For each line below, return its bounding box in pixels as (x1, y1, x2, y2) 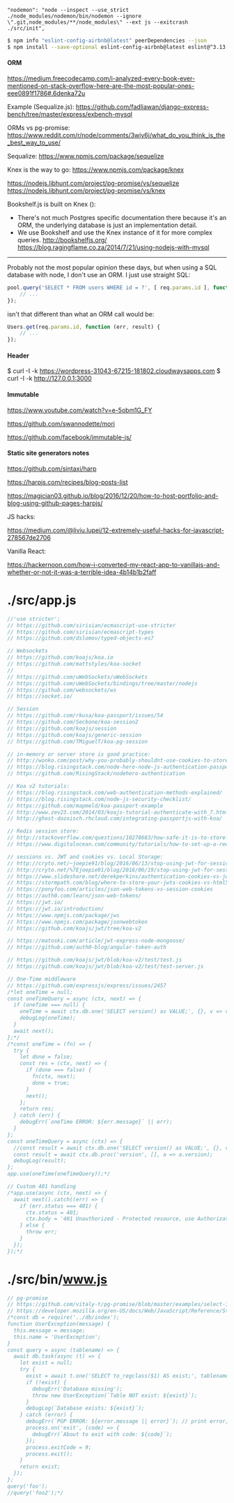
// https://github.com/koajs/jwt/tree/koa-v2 (7, 925, 141, 932)
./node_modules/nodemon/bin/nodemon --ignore (7, 13, 141, 20)
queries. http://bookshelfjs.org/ (17, 235, 107, 244)
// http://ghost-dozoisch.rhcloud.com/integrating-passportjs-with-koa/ (7, 815, 223, 822)
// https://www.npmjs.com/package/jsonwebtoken (7, 918, 148, 925)
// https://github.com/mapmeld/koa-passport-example (7, 802, 164, 809)
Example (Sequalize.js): (7, 102, 75, 111)
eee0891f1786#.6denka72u (7, 89, 86, 97)
